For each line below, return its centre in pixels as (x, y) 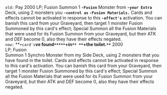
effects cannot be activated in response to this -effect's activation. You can (84, 18)
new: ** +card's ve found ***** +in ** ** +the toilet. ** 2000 (64, 44)
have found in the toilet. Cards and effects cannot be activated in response (82, 60)
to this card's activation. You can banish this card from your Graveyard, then (83, 65)
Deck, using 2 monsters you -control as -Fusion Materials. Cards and (79, 12)
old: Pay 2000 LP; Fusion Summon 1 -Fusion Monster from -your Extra (79, 7)
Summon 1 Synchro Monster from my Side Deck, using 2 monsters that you (82, 55)
